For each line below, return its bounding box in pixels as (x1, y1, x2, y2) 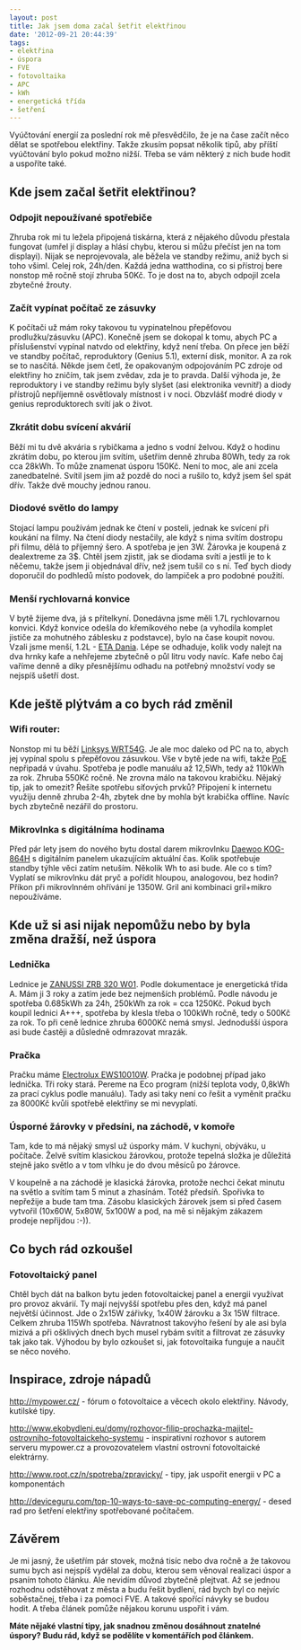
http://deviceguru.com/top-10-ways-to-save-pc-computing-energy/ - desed (9, 1496, 292, 1506)
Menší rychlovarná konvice (9, 592, 131, 604)
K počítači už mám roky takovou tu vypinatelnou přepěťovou (9, 322, 232, 333)
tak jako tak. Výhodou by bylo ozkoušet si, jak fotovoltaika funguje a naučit (9, 1337, 285, 1347)
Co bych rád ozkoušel (9, 1241, 133, 1257)
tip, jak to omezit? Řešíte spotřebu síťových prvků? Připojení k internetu (9, 781, 272, 792)
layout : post (9, 13, 58, 22)
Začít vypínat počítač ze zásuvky (9, 302, 157, 314)
